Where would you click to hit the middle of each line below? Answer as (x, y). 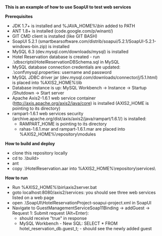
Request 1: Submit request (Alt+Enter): (50, 213)
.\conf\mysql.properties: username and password (62, 72)
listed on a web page (33, 198)
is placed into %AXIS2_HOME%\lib (47, 83)
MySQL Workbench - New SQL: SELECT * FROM (68, 223)
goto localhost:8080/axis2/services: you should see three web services (84, 192)
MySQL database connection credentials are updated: (66, 67)
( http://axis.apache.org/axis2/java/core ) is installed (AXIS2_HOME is (81, 103)
